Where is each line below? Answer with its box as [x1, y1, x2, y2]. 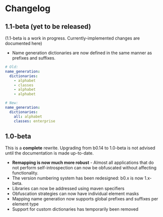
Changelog [5, 3, 51, 14]
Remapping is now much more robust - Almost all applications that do [12, 159, 154, 166]
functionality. [12, 170, 38, 176]
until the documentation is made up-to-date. [5, 150, 94, 156]
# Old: [5, 64, 18, 69]
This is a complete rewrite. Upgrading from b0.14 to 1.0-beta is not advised [5, 145, 156, 151]
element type [12, 201, 39, 207]
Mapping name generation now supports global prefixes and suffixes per [12, 196, 159, 202]
